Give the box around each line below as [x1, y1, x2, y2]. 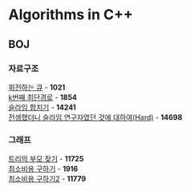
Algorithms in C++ [8, 6, 134, 24]
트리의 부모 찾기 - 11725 [8, 154, 84, 164]
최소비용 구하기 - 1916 [8, 164, 79, 173]
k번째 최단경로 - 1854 [8, 92, 78, 101]
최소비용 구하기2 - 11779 [8, 174, 87, 184]
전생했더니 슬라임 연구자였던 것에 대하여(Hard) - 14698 [8, 112, 183, 121]
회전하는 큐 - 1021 [8, 82, 66, 92]
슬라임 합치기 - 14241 [8, 102, 76, 112]
